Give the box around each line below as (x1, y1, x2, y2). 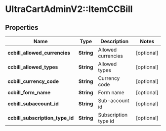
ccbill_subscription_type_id (7, 115, 74, 121)
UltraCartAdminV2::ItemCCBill (5, 3, 133, 15)
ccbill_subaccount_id (7, 100, 59, 107)
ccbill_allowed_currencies (7, 50, 71, 56)
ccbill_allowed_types (7, 64, 58, 70)
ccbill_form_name (7, 89, 51, 96)
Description (100, 38, 129, 45)
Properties (5, 23, 39, 32)
